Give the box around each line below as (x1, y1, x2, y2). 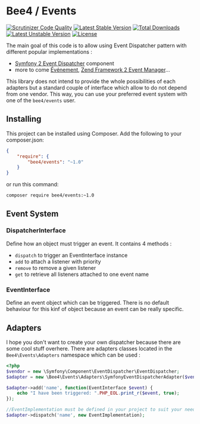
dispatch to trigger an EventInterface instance (14, 251, 128, 259)
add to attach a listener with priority (14, 258, 101, 265)
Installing (6, 114, 42, 124)
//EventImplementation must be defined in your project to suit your (6, 407, 183, 413)
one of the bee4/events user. (6, 97, 76, 104)
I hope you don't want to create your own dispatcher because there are (6, 339, 181, 346)
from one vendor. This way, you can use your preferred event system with (6, 90, 187, 97)
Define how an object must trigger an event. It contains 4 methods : (6, 240, 172, 247)
